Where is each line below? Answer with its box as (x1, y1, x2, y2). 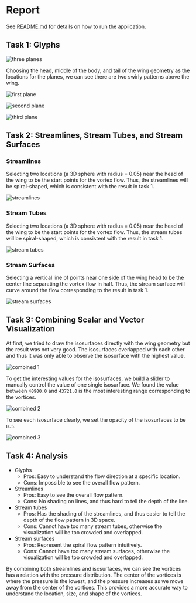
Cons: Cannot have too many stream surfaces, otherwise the (23, 547, 170, 554)
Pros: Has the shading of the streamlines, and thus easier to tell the (23, 510, 185, 517)
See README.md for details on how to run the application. (6, 23, 146, 30)
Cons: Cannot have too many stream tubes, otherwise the (23, 523, 163, 530)
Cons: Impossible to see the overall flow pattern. (23, 479, 140, 486)
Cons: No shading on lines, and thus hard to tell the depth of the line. (23, 497, 189, 504)
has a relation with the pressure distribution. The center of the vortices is (6, 571, 181, 578)
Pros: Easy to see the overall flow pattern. (23, 491, 124, 499)
